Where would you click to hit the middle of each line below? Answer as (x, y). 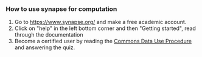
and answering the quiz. (45, 47)
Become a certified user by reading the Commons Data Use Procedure (103, 41)
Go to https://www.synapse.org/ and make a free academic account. (100, 22)
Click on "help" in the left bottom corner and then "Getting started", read (105, 28)
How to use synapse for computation (61, 9)
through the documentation (49, 35)
